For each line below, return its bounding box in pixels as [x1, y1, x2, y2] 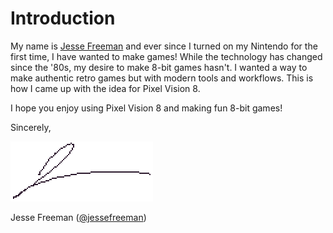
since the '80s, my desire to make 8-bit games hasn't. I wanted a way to [10, 61, 308, 73]
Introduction [10, 7, 116, 30]
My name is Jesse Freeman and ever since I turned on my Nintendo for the [10, 40, 318, 52]
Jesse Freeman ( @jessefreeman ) [10, 211, 147, 223]
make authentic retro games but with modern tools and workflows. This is [10, 72, 314, 84]
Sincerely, [10, 121, 52, 133]
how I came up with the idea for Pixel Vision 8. [10, 82, 201, 94]
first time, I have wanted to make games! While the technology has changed [10, 50, 323, 62]
